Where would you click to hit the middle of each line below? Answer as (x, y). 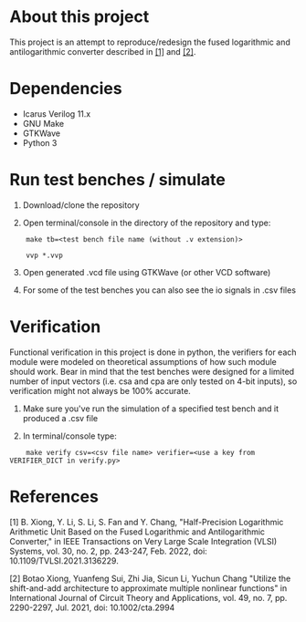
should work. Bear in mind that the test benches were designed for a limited (152, 371)
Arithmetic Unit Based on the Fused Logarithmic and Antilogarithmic (137, 532)
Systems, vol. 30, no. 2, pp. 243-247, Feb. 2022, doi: (108, 551)
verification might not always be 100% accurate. (100, 390)
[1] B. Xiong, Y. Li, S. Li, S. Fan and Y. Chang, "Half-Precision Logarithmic (147, 522)
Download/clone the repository (81, 205)
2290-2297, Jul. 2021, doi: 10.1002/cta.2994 (92, 607)
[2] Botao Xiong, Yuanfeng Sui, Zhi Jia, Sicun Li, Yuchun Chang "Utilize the (150, 578)
